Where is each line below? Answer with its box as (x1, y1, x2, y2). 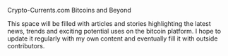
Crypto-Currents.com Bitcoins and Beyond (7, 6, 132, 14)
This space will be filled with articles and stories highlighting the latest (7, 20, 212, 27)
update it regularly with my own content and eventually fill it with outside (7, 34, 218, 43)
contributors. (7, 42, 45, 50)
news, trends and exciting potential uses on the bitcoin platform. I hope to (7, 27, 221, 35)
